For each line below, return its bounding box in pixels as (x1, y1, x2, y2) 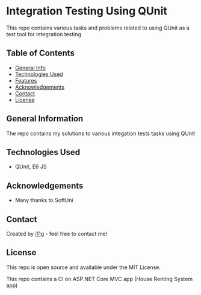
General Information (6, 113, 84, 124)
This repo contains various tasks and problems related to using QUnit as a (6, 24, 190, 31)
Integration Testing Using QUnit (6, 4, 167, 18)
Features (14, 77, 37, 84)
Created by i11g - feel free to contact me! (6, 230, 108, 237)
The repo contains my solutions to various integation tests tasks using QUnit (6, 130, 196, 137)
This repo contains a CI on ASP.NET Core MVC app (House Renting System (6, 275, 193, 282)
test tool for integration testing (6, 30, 81, 37)
